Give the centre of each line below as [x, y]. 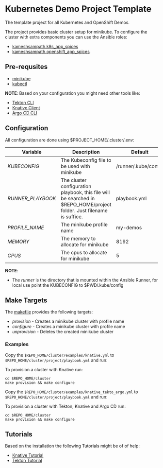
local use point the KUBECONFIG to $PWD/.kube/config [68, 285]
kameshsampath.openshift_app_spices [51, 52]
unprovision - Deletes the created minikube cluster [63, 332]
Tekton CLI [23, 103]
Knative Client [26, 107]
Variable [32, 152]
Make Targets [26, 300]
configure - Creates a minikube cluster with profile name [68, 327]
